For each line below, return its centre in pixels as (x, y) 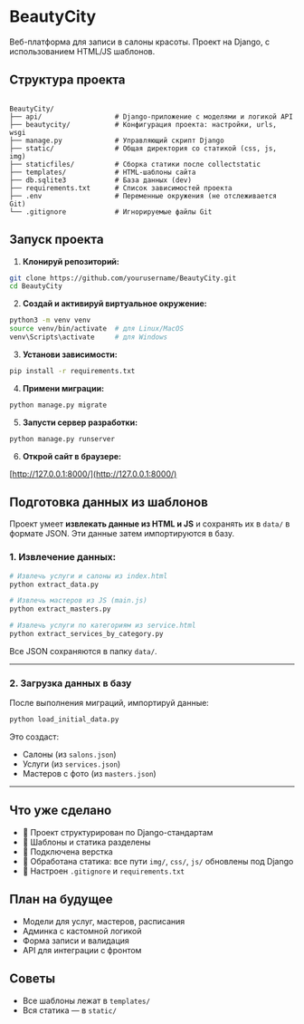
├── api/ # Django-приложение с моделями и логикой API (152, 116)
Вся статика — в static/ (70, 1010)
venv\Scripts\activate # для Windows (89, 337)
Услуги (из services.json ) (71, 764)
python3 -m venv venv (50, 320)
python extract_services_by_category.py (87, 634)
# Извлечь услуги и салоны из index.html (89, 576)
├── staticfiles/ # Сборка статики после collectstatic (135, 164)
